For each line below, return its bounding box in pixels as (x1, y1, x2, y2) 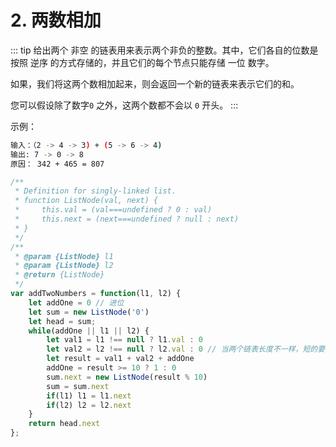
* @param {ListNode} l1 (14, 251, 114, 261)
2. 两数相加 (10, 9, 102, 32)
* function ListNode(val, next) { (14, 196, 159, 206)
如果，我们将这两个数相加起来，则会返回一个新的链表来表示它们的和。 (10, 77, 300, 90)
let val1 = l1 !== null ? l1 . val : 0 (46, 335, 203, 345)
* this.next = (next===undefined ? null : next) (14, 214, 240, 225)
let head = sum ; (28, 316, 97, 326)
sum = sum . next (46, 381, 110, 391)
